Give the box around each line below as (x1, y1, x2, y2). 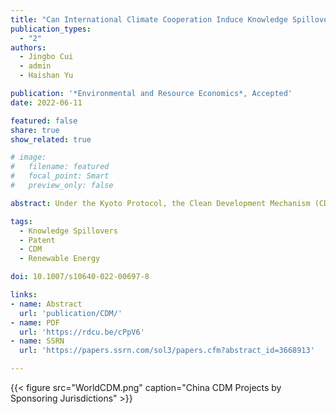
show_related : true (10, 134, 92, 145)
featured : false (10, 116, 78, 126)
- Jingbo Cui (19, 52, 74, 62)
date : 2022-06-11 (10, 97, 83, 108)
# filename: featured (10, 162, 110, 172)
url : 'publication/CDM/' (19, 308, 123, 318)
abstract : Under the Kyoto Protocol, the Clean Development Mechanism (10, 198, 311, 208)
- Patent (19, 235, 56, 245)
